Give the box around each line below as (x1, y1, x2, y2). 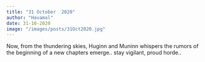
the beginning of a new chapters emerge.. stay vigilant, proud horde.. (6, 49, 182, 57)
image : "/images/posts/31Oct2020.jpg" (6, 26, 106, 32)
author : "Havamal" (6, 15, 53, 21)
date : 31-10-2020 (6, 20, 51, 26)
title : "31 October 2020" (6, 9, 75, 15)
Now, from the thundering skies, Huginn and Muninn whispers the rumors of (6, 43, 199, 50)
